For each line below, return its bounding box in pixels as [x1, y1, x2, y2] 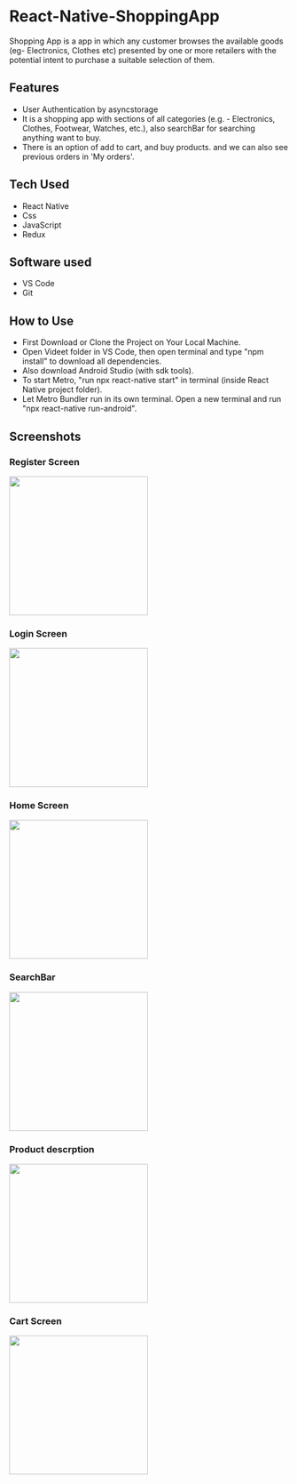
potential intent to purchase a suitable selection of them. [9, 54, 215, 65]
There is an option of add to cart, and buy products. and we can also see [21, 141, 288, 152]
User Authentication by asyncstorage [21, 104, 159, 115]
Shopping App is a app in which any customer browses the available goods [9, 36, 284, 46]
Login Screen [9, 627, 68, 639]
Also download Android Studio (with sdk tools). [21, 365, 194, 376]
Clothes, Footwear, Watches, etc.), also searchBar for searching [21, 123, 255, 133]
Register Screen [9, 455, 80, 468]
